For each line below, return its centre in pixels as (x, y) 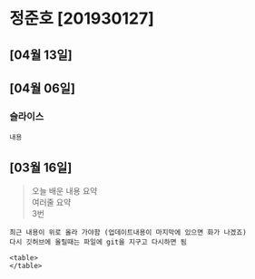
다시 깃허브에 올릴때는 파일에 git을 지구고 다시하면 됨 (98, 242)
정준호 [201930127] (82, 19)
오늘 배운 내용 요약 (64, 191)
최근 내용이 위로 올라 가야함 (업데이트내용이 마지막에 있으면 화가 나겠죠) (128, 233)
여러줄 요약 (51, 202)
